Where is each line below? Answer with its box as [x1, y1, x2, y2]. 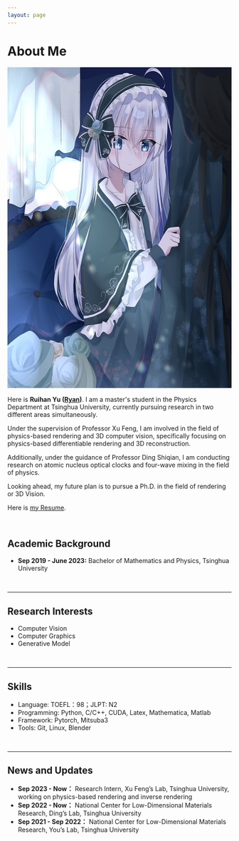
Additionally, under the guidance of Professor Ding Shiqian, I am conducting [7, 453, 230, 461]
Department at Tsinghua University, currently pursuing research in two [7, 403, 214, 411]
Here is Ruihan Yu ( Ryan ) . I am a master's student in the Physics [7, 395, 197, 403]
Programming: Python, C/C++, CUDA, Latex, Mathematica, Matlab [17, 708, 211, 716]
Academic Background [7, 537, 111, 550]
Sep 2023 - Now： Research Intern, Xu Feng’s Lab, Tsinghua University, [17, 784, 230, 793]
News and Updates [7, 765, 94, 777]
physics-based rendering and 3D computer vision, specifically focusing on [7, 431, 226, 440]
